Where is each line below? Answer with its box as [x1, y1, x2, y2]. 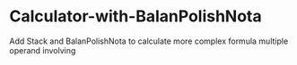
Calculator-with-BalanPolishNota [9, 6, 262, 27]
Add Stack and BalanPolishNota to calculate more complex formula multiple [9, 36, 289, 46]
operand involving [9, 45, 76, 55]
